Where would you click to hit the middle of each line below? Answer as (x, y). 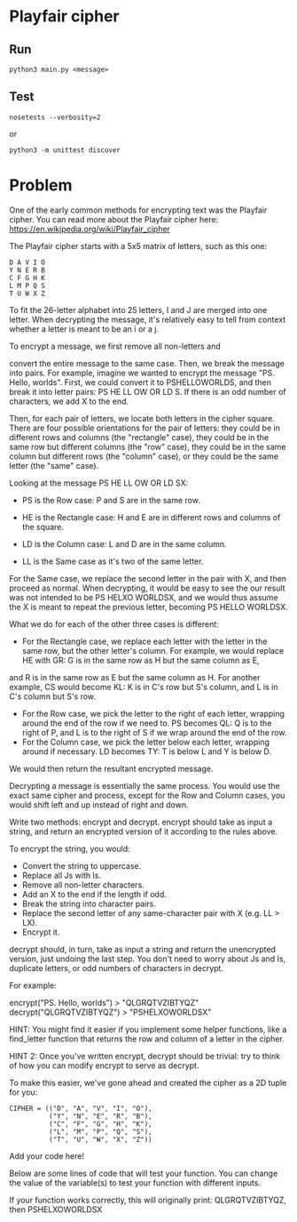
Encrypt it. (41, 932)
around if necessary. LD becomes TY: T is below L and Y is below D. (147, 751)
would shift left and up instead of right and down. (99, 804)
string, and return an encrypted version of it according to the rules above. (143, 831)
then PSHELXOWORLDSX (56, 1209)
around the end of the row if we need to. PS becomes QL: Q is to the (147, 723)
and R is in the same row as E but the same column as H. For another (135, 677)
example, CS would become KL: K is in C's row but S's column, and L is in (144, 687)
